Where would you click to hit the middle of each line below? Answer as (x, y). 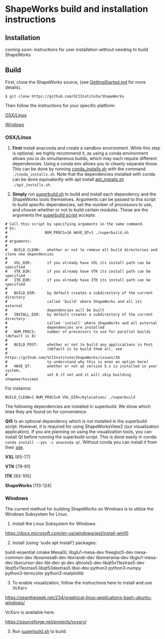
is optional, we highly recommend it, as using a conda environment (80, 153)
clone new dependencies (30, 255)
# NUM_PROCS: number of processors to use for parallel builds (78, 332)
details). (13, 87)
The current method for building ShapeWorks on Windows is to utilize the (79, 509)
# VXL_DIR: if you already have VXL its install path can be (78, 263)
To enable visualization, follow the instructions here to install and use (82, 583)
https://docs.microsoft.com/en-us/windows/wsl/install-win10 (67, 533)
